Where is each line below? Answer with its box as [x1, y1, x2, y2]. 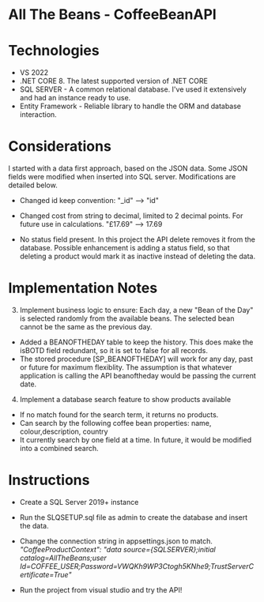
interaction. [19, 110, 57, 119]
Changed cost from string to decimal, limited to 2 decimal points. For [19, 211, 243, 220]
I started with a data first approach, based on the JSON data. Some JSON [8, 164, 248, 173]
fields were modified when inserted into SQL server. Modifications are [8, 172, 236, 182]
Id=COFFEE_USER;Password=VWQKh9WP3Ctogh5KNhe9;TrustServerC [19, 561, 255, 570]
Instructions [8, 472, 90, 489]
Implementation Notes [8, 279, 158, 297]
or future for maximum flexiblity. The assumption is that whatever [19, 363, 232, 372]
